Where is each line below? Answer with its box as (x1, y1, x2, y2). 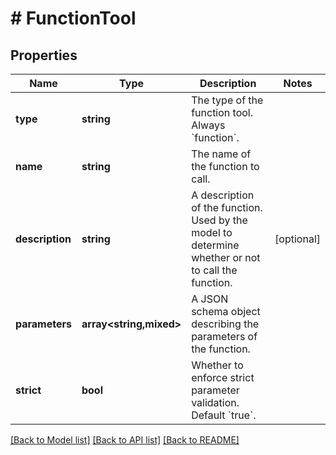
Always (191, 118, 226, 132)
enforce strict (191, 371, 255, 384)
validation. (191, 396, 240, 409)
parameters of (191, 330, 258, 343)
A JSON (191, 292, 229, 306)
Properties (10, 47, 78, 64)
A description (191, 188, 255, 202)
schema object (191, 305, 261, 318)
